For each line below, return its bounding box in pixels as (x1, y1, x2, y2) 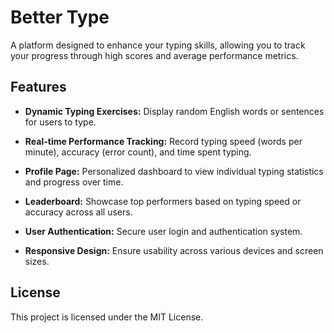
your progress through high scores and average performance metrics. (10, 49, 299, 61)
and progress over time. (24, 176, 124, 188)
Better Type (10, 6, 110, 29)
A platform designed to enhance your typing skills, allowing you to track (10, 39, 306, 51)
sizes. (24, 255, 50, 267)
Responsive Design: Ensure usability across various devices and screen (24, 244, 324, 256)
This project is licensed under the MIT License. (10, 311, 204, 323)
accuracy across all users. (24, 206, 133, 218)
